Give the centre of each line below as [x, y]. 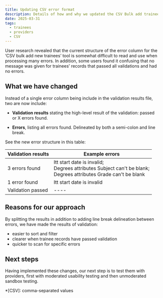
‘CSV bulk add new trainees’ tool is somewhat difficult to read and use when [81, 55]
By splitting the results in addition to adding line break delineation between [80, 219]
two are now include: [26, 103]
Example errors [102, 154]
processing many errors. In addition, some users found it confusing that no [80, 61]
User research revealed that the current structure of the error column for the [81, 50]
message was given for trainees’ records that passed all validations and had [81, 66]
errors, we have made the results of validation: [51, 224]
